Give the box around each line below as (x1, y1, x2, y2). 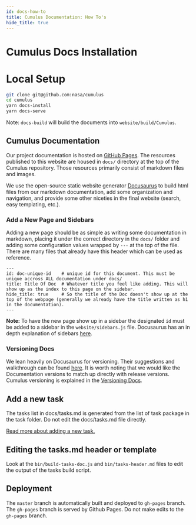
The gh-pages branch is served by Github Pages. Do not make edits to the (6, 505, 184, 513)
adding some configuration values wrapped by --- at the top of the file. (6, 242, 180, 249)
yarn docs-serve (6, 108, 46, 114)
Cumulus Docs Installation (6, 45, 138, 59)
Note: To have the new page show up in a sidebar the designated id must (6, 317, 185, 325)
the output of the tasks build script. (6, 466, 91, 474)
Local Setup (6, 72, 66, 86)
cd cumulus (6, 97, 33, 103)
